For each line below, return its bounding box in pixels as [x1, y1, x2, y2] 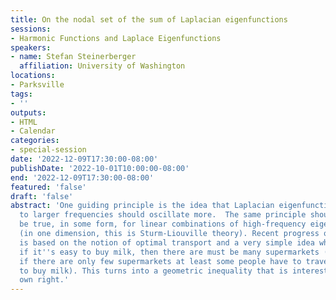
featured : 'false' [10, 182, 87, 192]
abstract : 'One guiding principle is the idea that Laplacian [10, 201, 275, 211]
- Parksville [10, 80, 65, 90]
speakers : [10, 42, 52, 53]
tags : [10, 89, 33, 99]
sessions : [10, 24, 52, 34]
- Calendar [10, 126, 56, 136]
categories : [10, 136, 60, 146]
